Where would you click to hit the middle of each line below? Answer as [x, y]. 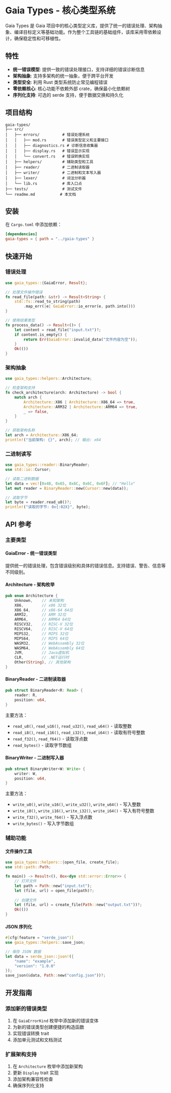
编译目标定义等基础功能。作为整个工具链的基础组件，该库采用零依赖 [85, 32]
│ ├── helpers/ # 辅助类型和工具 [49, 162]
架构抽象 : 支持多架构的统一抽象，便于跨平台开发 [63, 76]
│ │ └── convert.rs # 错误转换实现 [48, 156]
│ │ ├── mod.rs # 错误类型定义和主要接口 [57, 140]
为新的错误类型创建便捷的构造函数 [48, 1027]
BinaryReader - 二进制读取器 [36, 679]
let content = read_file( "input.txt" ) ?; [58, 330]
